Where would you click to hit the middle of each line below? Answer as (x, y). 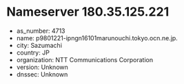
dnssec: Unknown (42, 74)
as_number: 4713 (41, 31)
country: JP (33, 53)
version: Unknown (42, 67)
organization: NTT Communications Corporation (84, 59)
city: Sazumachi (39, 45)
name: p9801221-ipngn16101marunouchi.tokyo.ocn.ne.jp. (97, 38)
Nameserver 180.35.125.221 (88, 12)
